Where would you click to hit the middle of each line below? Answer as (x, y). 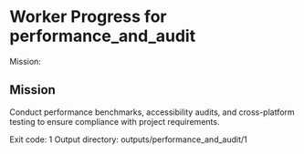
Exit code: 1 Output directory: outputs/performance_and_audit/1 (129, 139)
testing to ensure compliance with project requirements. (115, 121)
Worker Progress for (88, 17)
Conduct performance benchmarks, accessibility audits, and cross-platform (152, 112)
